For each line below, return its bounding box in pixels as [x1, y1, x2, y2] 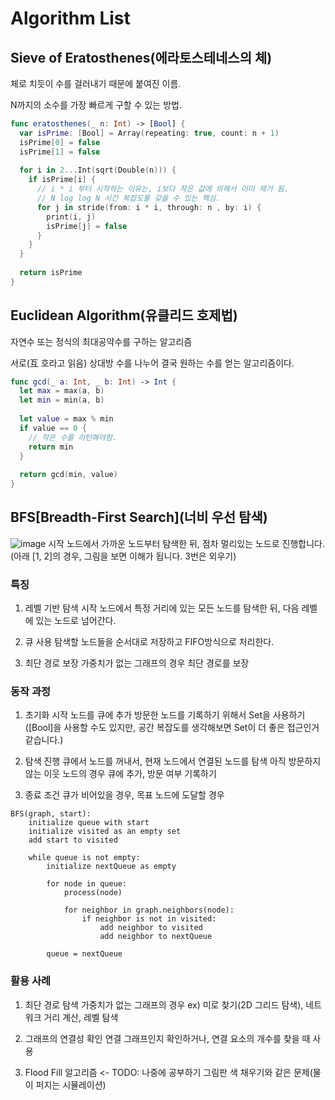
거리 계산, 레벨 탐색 [43, 1011, 119, 1023]
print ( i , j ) [46, 212, 97, 222]
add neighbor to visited [99, 923, 203, 933]
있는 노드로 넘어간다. [35, 615, 117, 627]
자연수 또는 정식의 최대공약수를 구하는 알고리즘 [10, 335, 193, 347]
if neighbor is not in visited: [81, 914, 217, 924]
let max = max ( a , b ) [19, 386, 105, 396]
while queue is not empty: [28, 853, 141, 863]
